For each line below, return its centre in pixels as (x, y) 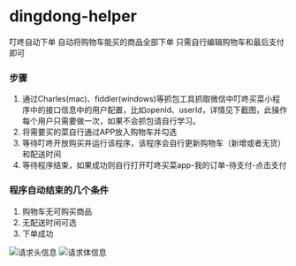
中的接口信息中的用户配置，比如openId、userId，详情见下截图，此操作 (159, 110)
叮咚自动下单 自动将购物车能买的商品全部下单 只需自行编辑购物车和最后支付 (147, 42)
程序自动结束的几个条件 (59, 190)
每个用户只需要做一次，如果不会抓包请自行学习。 (111, 121)
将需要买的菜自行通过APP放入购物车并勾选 (99, 132)
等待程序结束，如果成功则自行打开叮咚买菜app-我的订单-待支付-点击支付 (154, 165)
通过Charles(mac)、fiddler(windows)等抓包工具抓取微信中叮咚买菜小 (147, 99)
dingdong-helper (73, 16)
